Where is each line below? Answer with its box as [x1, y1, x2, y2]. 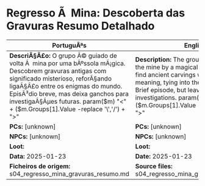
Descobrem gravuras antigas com [9, 66, 107, 75]
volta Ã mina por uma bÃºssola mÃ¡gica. [9, 59, 126, 67]
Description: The [135, 55, 185, 63]
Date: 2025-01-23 [135, 152, 192, 160]
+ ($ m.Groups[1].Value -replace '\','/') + [9, 104, 126, 113]
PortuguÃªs [52, 41, 87, 49]
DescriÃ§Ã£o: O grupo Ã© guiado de [9, 51, 117, 60]
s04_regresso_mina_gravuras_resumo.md [9, 170, 129, 178]
